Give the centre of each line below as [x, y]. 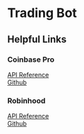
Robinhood [26, 101]
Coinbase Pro [31, 60]
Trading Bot [42, 13]
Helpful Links [37, 39]
